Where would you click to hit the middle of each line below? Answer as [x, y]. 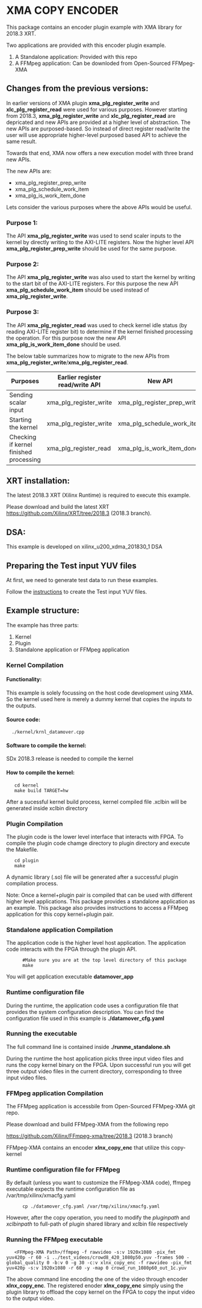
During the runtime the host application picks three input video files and [95, 1058]
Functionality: [24, 680]
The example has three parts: [43, 625]
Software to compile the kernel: [46, 745]
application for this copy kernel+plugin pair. [60, 914]
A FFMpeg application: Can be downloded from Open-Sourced [93, 63]
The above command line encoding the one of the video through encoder [97, 1279]
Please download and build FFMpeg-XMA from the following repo [87, 1125]
